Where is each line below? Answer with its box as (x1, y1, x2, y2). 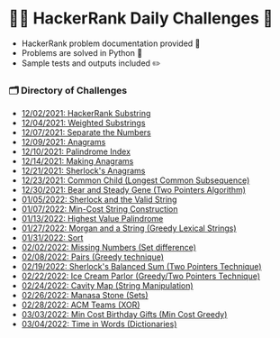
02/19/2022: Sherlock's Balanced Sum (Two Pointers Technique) (21, 261, 262, 272)
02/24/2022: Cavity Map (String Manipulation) (21, 280, 194, 291)
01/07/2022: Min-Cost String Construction (21, 204, 178, 215)
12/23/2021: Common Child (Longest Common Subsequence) (21, 175, 250, 186)
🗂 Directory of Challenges (8, 84, 128, 96)
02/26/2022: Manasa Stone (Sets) (21, 290, 149, 301)
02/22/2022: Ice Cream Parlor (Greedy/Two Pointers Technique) (21, 270, 261, 282)
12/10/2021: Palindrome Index (21, 146, 131, 157)
